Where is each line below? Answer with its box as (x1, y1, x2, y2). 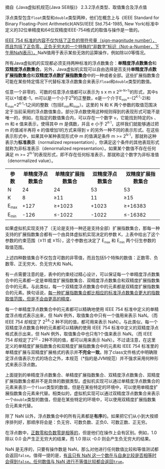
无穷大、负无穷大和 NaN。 (22, 261, 76, 267)
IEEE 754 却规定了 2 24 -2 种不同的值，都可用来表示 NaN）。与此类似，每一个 (5, 318, 158, 325)
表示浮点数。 (13, 361, 40, 367)
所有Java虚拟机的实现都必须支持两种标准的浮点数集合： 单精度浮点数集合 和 (5, 60, 157, 66)
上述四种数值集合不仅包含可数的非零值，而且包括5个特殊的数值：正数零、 (5, 254, 154, 260)
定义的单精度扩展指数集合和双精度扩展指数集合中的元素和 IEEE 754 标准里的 (5, 343, 159, 349)
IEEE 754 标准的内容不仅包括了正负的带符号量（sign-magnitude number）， (5, 37, 157, 43)
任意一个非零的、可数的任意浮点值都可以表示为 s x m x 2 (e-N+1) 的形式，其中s (5, 89, 158, 95)
